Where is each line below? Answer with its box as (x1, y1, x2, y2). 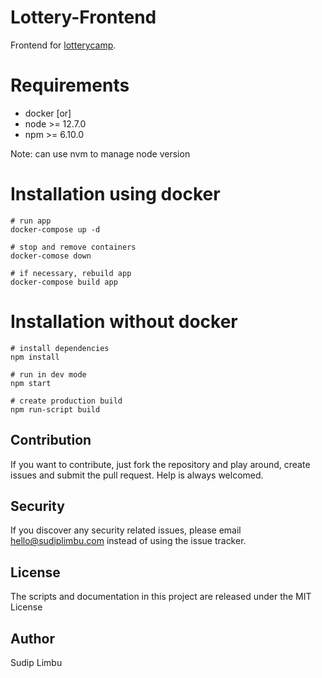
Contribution (10, 432, 92, 449)
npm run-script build (10, 404, 101, 415)
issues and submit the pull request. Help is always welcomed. (10, 469, 264, 481)
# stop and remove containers (10, 242, 137, 252)
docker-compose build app (10, 277, 118, 287)
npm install (10, 352, 60, 362)
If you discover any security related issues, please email (10, 524, 242, 536)
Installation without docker (10, 311, 238, 333)
